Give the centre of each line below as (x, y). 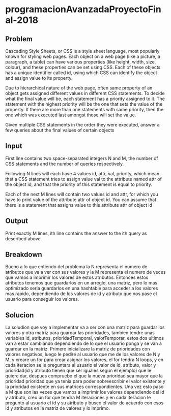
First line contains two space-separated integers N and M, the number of (82, 158)
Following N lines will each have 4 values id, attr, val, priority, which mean (82, 173)
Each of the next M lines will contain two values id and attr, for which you (82, 194)
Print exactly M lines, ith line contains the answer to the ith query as (76, 233)
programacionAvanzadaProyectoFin (83, 9)
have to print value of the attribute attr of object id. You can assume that (81, 200)
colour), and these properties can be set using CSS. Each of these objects (83, 67)
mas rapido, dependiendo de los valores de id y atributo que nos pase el (81, 294)
